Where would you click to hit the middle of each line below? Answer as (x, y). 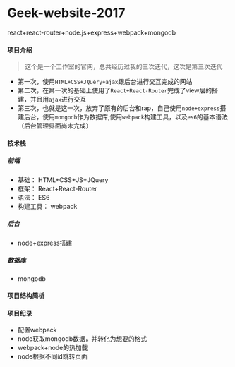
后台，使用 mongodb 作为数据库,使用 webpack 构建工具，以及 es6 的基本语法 (126, 117)
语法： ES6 (34, 197)
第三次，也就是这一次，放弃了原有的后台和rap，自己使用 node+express (119, 108)
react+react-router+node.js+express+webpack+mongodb (92, 32)
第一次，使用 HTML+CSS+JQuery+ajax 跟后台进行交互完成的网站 (105, 82)
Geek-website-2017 (66, 13)
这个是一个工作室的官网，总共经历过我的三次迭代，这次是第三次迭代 (123, 67)
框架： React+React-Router (57, 188)
